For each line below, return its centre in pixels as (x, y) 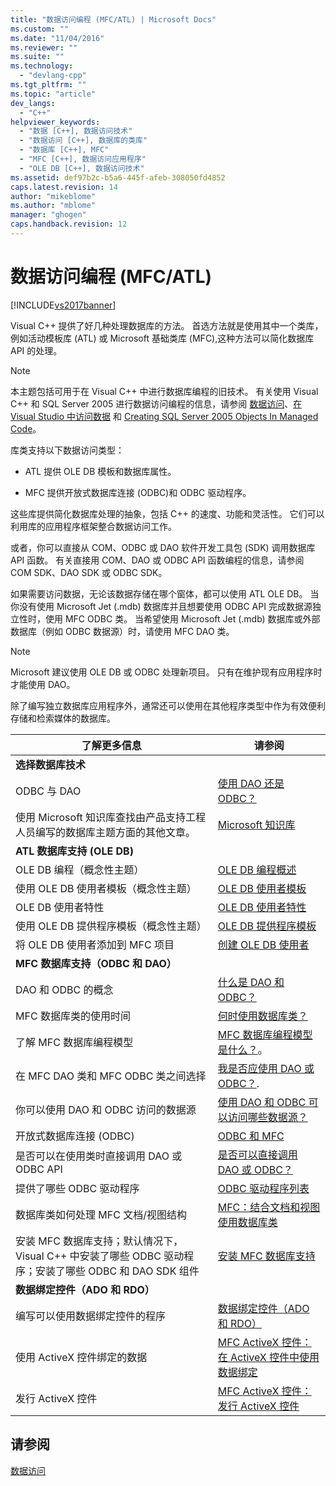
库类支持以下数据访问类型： (67, 450)
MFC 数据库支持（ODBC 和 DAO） (96, 963)
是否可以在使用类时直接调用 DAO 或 (99, 1156)
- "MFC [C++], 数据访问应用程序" (83, 159)
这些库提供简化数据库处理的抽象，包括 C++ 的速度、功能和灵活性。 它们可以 (167, 513)
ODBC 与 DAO (48, 791)
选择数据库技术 (51, 764)
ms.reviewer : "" (44, 47)
